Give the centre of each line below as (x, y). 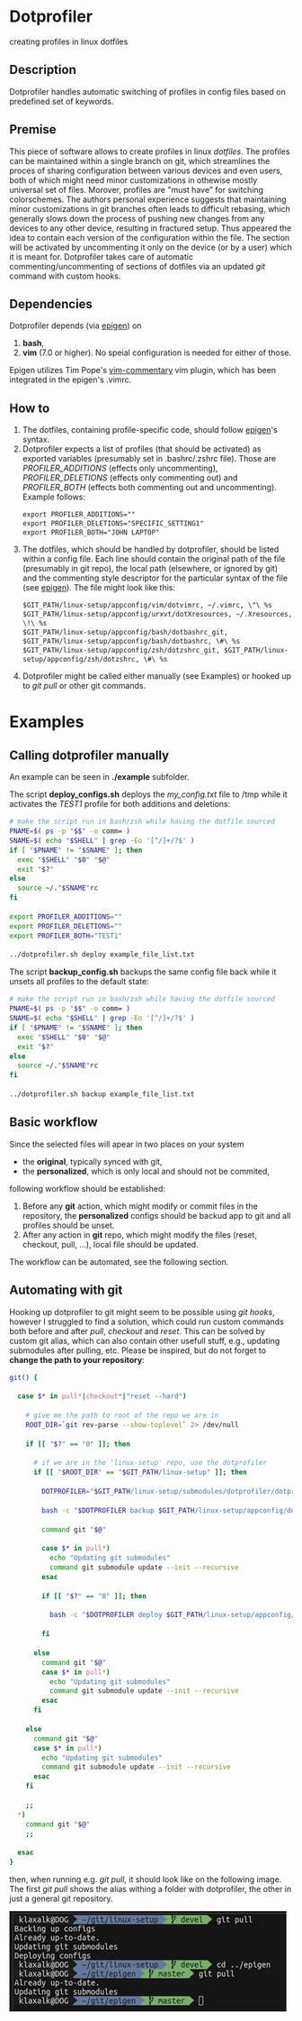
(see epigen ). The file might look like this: (99, 588)
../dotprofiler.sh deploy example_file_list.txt (102, 955)
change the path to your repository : (77, 1359)
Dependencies (51, 304)
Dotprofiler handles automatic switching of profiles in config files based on (147, 91)
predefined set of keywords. (62, 101)
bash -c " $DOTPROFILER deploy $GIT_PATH (126, 1615)
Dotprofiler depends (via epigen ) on (75, 325)
